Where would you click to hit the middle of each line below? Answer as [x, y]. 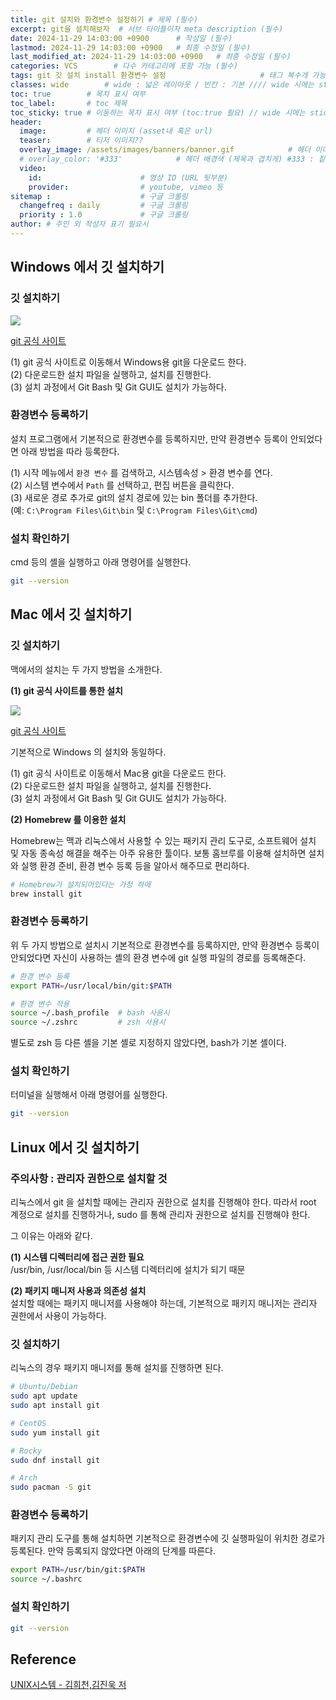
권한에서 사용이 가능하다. [58, 1315]
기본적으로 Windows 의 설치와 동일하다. [88, 752]
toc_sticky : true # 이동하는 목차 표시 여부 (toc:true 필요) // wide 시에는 [158, 112]
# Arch [24, 1478]
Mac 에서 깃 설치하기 [71, 614]
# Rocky [26, 1451]
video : [33, 168]
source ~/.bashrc [46, 1579]
